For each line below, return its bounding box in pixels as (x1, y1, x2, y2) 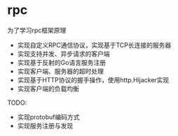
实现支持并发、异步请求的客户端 (17, 50, 110, 58)
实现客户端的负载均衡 (17, 84, 79, 93)
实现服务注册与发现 (17, 121, 74, 130)
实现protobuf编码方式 (17, 112, 80, 121)
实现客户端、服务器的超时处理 (17, 67, 104, 75)
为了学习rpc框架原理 (7, 26, 67, 34)
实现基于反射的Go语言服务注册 (17, 58, 107, 66)
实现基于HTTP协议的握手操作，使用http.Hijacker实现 (17, 75, 170, 84)
